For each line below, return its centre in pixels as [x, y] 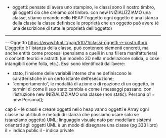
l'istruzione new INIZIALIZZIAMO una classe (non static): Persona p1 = [83, 94]
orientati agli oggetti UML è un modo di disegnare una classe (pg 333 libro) [82, 125]
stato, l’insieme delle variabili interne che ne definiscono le [72, 73]
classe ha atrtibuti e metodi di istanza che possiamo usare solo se [72, 114]
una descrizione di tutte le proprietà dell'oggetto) [62, 28]
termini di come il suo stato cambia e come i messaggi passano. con [82, 89]
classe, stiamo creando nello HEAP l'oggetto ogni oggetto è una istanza [85, 18]
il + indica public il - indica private [40, 130]
